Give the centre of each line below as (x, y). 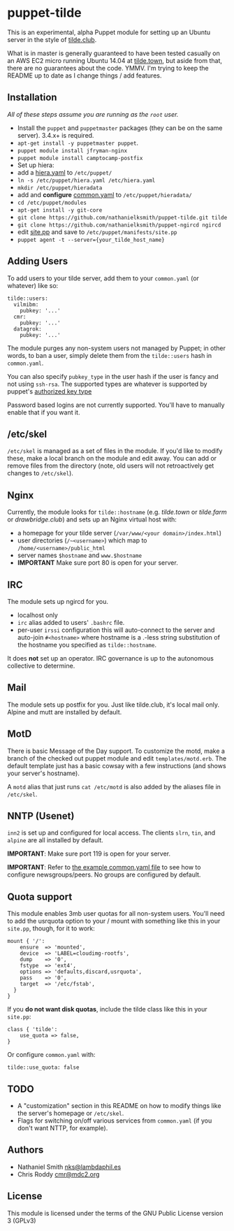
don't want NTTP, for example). (63, 1128)
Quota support (40, 897)
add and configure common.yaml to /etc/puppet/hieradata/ (104, 194)
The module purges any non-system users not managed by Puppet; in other (116, 348)
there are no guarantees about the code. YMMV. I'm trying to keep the (108, 68)
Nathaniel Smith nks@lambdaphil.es (69, 1167)
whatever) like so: (33, 285)
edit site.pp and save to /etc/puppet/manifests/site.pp (97, 231)
